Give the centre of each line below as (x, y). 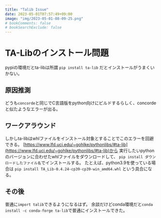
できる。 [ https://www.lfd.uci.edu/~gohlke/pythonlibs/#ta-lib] (66, 144)
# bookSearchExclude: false (33, 28)
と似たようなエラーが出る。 (33, 109)
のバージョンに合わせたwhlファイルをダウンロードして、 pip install (74, 156)
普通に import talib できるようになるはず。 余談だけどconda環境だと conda (79, 204)
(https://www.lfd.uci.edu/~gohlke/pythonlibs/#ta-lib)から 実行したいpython (80, 151)
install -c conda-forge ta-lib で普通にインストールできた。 (66, 210)
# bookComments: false (28, 23)
